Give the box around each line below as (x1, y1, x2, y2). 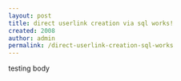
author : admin (8, 34, 56, 43)
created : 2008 (8, 26, 56, 34)
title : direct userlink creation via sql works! (8, 19, 174, 27)
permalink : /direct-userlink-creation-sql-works (8, 42, 174, 50)
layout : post (8, 11, 52, 20)
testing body (8, 63, 50, 73)
